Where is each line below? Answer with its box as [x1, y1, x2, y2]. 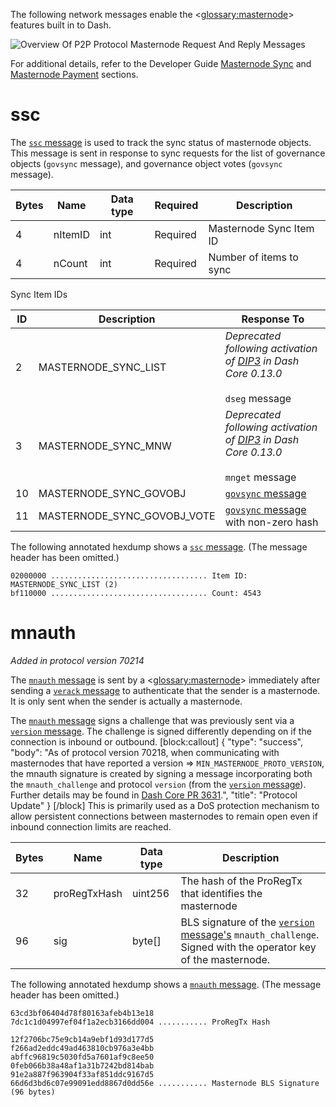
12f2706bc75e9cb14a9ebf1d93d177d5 [10, 1034, 155, 1044]
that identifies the [180, 886, 263, 900]
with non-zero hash [224, 515, 319, 529]
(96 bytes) [10, 1087, 56, 1097]
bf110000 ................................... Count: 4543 [10, 588, 262, 598]
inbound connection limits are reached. [10, 820, 172, 833]
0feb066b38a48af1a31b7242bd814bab [10, 1060, 155, 1071]
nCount [53, 256, 88, 270]
